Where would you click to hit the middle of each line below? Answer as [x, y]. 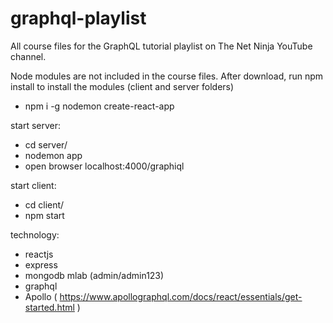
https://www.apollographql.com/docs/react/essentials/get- [181, 296]
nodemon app [53, 155]
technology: [35, 234]
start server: [36, 125]
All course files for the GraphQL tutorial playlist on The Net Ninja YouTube [161, 46]
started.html [49, 307]
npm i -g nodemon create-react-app [99, 106]
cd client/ [44, 204]
